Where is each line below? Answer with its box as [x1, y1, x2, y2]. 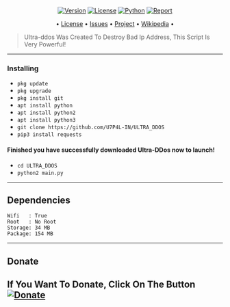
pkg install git [16, 95, 64, 102]
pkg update [16, 81, 49, 88]
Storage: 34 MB [7, 224, 51, 232]
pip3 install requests [16, 131, 82, 138]
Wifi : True [7, 213, 48, 219]
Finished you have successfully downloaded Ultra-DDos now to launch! [7, 146, 216, 154]
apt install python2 [16, 109, 76, 116]
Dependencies [7, 194, 71, 206]
